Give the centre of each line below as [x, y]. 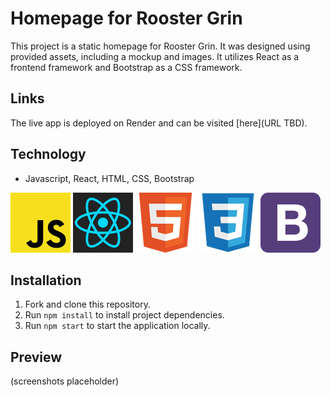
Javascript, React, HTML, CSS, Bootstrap [109, 178]
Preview [36, 357]
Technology [48, 154]
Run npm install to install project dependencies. [124, 315]
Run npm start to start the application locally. [117, 326]
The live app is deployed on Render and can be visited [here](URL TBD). [159, 123]
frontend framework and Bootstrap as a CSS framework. [126, 67]
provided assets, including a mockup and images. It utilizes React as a [155, 56]
